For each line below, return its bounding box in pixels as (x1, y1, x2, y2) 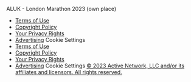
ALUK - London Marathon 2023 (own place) (6, 5, 117, 12)
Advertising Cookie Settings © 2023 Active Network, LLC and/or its (15, 62, 184, 69)
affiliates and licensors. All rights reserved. (15, 69, 123, 75)
